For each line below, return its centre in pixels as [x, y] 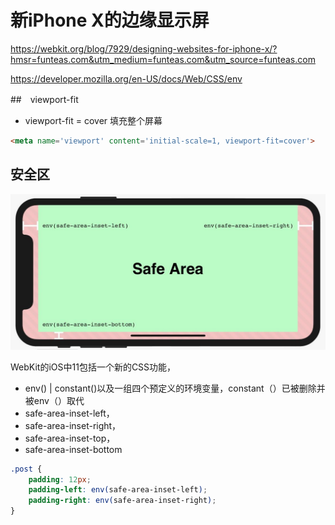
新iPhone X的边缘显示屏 [110, 20]
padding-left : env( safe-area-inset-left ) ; [118, 490]
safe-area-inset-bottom [73, 449]
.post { [26, 469]
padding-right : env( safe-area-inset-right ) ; [122, 501]
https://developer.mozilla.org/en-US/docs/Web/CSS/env [126, 78]
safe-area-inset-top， [70, 438]
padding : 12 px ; [60, 479]
